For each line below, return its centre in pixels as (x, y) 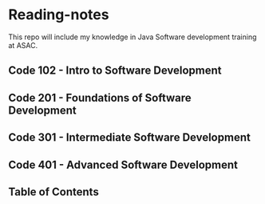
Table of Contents (54, 192)
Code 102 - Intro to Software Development (115, 71)
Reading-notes (59, 15)
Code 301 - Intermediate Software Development (130, 138)
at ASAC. (23, 45)
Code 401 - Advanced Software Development (123, 164)
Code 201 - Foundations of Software (100, 98)
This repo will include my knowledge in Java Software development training (132, 37)
